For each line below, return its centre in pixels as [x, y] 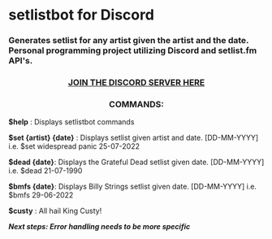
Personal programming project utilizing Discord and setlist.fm [133, 50]
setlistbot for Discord [81, 15]
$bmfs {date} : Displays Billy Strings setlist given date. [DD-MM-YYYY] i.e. [133, 187]
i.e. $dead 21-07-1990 [45, 171]
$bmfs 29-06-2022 [41, 195]
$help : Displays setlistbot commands [71, 122]
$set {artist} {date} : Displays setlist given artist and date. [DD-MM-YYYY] [134, 138]
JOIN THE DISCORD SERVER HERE [136, 83]
